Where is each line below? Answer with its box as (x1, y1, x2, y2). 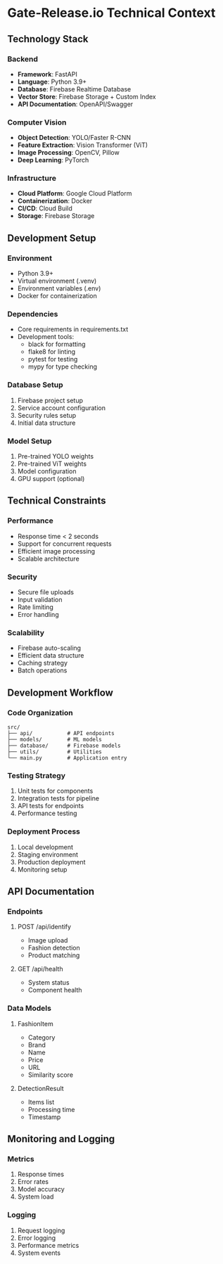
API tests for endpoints (17, 802, 84, 810)
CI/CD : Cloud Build (17, 204, 72, 212)
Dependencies (7, 309, 58, 319)
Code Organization (7, 708, 73, 717)
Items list (27, 1097, 55, 1106)
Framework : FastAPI (17, 70, 77, 78)
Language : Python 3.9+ (17, 77, 87, 86)
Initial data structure (17, 419, 76, 427)
